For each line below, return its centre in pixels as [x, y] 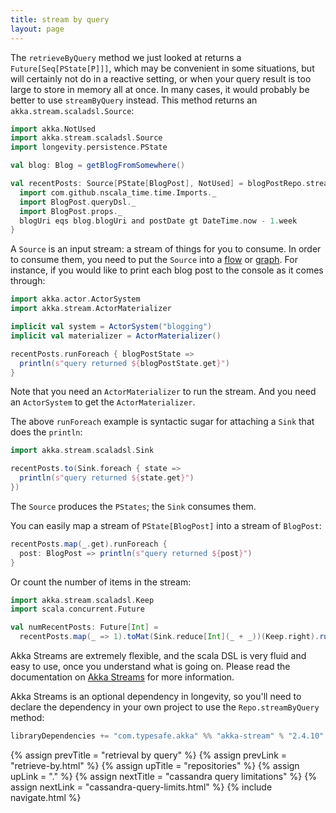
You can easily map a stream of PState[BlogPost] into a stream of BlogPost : [166, 525]
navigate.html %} [46, 797]
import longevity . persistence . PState [89, 147]
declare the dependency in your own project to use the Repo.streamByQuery [165, 707]
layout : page [37, 29]
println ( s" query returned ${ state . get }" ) [107, 478]
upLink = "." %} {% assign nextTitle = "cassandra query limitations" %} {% [163, 776]
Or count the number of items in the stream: [101, 582]
